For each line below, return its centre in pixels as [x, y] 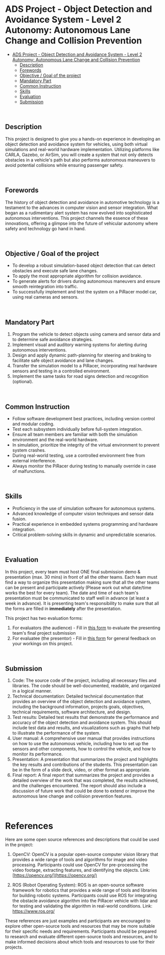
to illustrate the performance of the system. [56, 733]
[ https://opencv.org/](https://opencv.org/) [55, 875]
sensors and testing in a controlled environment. [61, 371]
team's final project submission [44, 633]
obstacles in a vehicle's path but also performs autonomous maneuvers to [80, 160]
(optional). [23, 382]
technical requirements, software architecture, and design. [72, 712]
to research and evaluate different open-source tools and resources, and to [82, 937]
